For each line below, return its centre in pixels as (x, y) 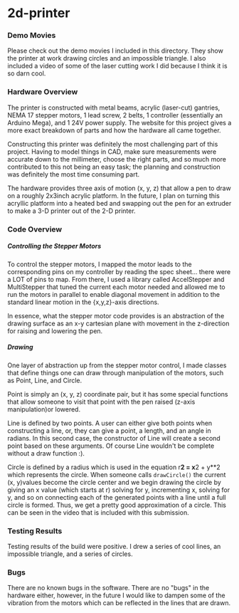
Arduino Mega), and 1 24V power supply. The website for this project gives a (119, 122)
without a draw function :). (46, 453)
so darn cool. (27, 73)
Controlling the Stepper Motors (54, 246)
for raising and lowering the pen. (55, 331)
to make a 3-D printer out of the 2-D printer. (72, 211)
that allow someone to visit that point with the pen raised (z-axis (101, 402)
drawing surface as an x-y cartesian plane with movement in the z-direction (118, 323)
